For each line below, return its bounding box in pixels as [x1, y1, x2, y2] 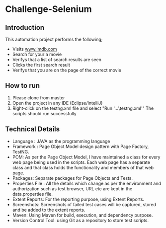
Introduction [5, 23, 45, 32]
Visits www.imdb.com [12, 46, 57, 52]
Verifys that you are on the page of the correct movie [12, 67, 122, 73]
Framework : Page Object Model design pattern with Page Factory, [12, 143, 149, 150]
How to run [5, 81, 40, 90]
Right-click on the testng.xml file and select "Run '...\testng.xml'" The [12, 105, 154, 111]
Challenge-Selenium [5, 3, 92, 15]
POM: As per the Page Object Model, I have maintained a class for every [12, 154, 161, 160]
